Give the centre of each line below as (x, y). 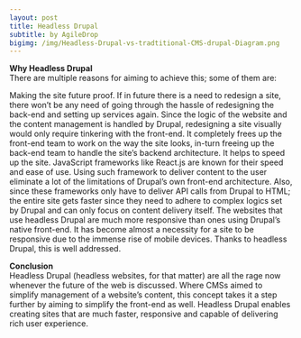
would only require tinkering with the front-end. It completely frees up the (146, 134)
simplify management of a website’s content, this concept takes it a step (143, 295)
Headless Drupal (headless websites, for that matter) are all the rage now (145, 276)
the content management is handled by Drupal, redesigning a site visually (146, 124)
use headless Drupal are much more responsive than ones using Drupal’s (145, 220)
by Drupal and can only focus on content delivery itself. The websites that (146, 210)
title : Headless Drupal (54, 26)
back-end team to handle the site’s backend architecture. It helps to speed (147, 153)
